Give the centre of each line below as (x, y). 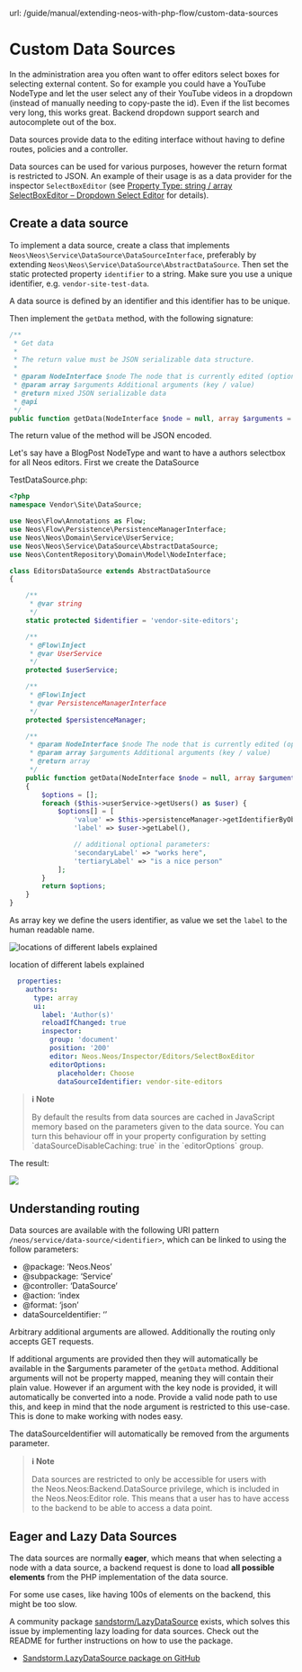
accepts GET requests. (52, 1342)
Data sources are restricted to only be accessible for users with (149, 1479)
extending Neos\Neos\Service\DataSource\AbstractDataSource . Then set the (149, 264)
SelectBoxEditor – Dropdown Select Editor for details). (109, 195)
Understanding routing (75, 1208)
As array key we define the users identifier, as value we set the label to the (148, 920)
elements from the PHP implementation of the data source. (119, 1577)
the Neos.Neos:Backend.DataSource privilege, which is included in (155, 1489)
